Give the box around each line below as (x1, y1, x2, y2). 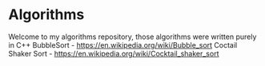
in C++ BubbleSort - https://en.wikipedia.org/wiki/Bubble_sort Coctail (8, 40, 238, 49)
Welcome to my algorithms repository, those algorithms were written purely (8, 32, 257, 41)
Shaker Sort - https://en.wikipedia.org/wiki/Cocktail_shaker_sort (8, 49, 219, 58)
